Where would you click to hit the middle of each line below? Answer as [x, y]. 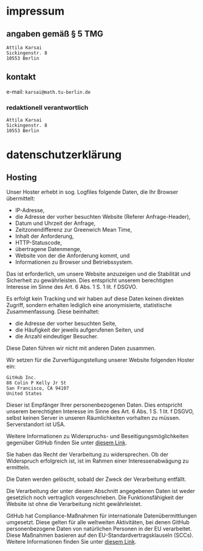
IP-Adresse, [30, 210]
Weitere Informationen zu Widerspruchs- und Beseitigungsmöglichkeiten [98, 436]
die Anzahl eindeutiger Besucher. [57, 336]
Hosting [22, 177]
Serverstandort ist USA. [36, 424]
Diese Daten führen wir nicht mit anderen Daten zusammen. [81, 348]
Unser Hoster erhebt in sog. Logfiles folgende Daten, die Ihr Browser [92, 192]
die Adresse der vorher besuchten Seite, [66, 324]
